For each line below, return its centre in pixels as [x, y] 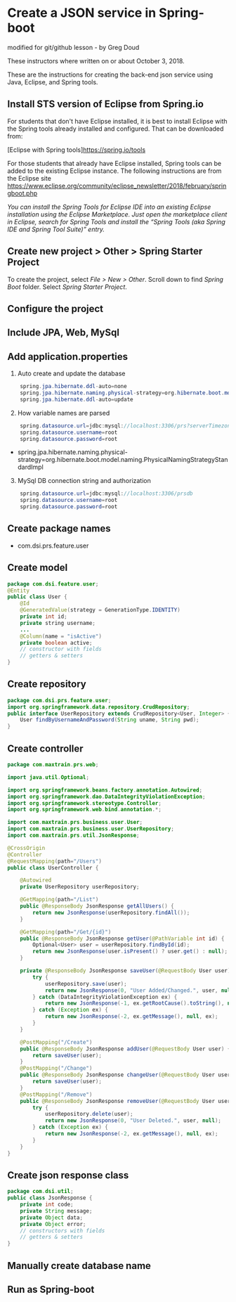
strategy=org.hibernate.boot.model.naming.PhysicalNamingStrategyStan [123, 460]
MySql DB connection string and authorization [84, 481]
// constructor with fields [61, 649]
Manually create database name [79, 1266]
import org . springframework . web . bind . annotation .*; [84, 810]
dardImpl [30, 467]
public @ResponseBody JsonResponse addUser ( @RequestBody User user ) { [125, 1049]
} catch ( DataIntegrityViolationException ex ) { [105, 997]
